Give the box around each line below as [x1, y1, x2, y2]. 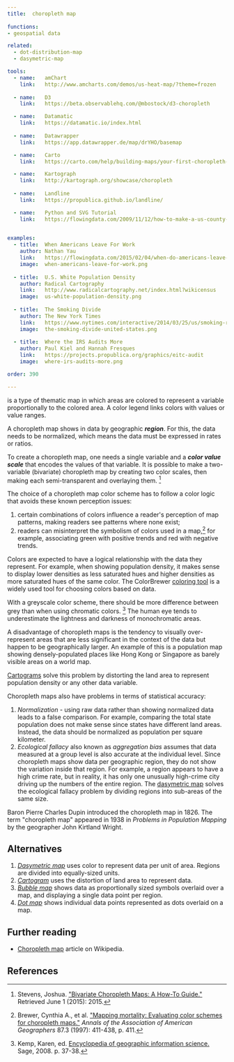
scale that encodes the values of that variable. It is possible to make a [7, 460, 208, 469]
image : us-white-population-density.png [19, 293, 141, 300]
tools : [7, 68, 26, 75]
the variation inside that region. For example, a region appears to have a [17, 765, 224, 773]
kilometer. [17, 735, 47, 744]
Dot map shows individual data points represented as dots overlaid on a [17, 899, 224, 907]
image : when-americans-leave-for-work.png [19, 260, 148, 267]
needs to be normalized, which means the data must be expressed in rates [7, 432, 221, 440]
